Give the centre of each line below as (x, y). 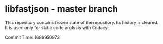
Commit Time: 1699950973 (33, 37)
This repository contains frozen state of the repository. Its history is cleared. (81, 22)
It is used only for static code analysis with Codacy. (57, 27)
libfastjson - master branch (62, 9)
